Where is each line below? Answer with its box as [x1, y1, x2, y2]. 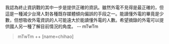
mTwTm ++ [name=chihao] [17, 33, 74, 39]
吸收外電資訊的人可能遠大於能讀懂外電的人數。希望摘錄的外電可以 [22, 17, 159, 23]
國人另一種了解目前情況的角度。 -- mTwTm [9, 23, 99, 29]
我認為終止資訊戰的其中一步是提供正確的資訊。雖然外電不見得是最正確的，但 [5, 5, 164, 10]
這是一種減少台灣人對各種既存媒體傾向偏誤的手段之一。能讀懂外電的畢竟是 [5, 11, 159, 17]
